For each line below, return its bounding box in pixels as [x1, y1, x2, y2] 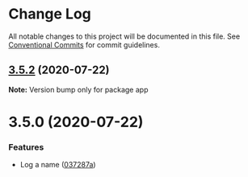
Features [8, 142, 44, 153]
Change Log [8, 5, 91, 23]
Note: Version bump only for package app [8, 84, 149, 94]
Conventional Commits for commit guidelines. [8, 39, 160, 49]
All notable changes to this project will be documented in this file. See [8, 31, 241, 41]
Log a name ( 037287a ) [19, 160, 96, 170]
